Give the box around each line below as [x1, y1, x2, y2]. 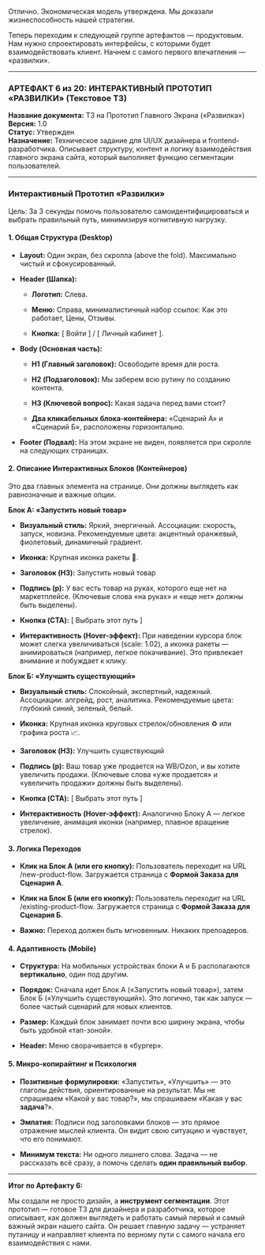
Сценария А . [19, 878, 64, 888]
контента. [31, 383, 65, 392]
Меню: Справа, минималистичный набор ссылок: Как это [31, 305, 228, 314]
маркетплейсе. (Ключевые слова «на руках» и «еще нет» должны [19, 592, 244, 601]
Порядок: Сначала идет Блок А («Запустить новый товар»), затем [19, 985, 244, 995]
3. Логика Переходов [8, 844, 81, 853]
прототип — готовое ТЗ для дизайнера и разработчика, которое [8, 1204, 226, 1214]
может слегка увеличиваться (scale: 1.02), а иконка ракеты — [19, 639, 230, 648]
